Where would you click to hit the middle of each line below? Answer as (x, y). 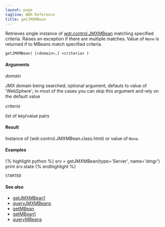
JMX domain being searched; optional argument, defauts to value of (76, 86)
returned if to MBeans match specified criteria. (54, 44)
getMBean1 (24, 214)
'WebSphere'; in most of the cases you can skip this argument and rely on (82, 91)
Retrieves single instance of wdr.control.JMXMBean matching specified (79, 34)
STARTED (13, 176)
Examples (16, 150)
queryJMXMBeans (32, 203)
